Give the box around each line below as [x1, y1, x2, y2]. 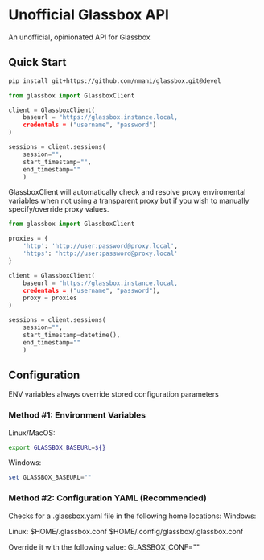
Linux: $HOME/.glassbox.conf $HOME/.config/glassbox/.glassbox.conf [8, 526, 244, 536]
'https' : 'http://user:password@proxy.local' [23, 249, 179, 257]
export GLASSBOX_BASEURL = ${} [8, 443, 106, 451]
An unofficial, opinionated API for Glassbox [8, 32, 151, 42]
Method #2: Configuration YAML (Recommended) [8, 492, 208, 504]
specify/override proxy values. [8, 204, 109, 214]
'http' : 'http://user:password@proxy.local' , [23, 242, 179, 250]
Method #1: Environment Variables [8, 410, 146, 421]
